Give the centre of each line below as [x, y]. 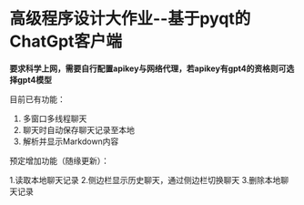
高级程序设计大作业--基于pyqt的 [130, 19]
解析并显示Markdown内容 [71, 141]
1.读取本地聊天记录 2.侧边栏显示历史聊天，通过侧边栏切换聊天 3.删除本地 [145, 179]
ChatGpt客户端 [66, 41]
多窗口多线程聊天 [55, 118]
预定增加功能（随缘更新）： [59, 160]
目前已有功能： [37, 99]
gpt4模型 [35, 79]
